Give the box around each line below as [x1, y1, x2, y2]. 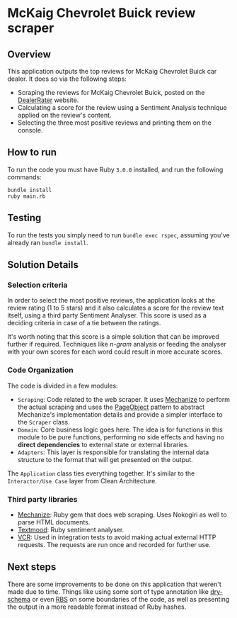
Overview [7, 48, 52, 60]
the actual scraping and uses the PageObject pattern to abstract [17, 403, 205, 411]
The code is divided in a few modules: [7, 381, 118, 390]
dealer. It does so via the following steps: [7, 74, 127, 83]
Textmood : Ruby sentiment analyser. [17, 525, 125, 534]
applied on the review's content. [17, 111, 112, 119]
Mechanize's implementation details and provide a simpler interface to [17, 410, 223, 419]
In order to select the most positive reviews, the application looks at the [7, 296, 216, 305]
